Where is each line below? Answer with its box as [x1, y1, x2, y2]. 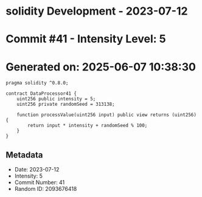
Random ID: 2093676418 [14, 185, 77, 193]
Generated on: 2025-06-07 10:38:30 [5, 60, 196, 74]
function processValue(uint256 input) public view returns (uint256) [16, 112, 197, 118]
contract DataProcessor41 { [5, 91, 77, 97]
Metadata [5, 150, 43, 160]
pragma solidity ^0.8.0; [5, 80, 69, 86]
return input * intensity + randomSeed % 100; [27, 123, 148, 129]
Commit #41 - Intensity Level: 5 [5, 32, 166, 46]
